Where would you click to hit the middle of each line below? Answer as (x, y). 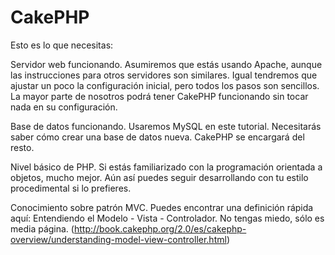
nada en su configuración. (64, 107)
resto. (22, 147)
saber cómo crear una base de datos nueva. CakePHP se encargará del (157, 137)
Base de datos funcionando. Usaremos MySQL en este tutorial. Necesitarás (166, 126)
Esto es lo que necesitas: (62, 45)
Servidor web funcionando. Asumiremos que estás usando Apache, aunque (166, 64)
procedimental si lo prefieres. (71, 188)
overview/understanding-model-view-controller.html (118, 239)
